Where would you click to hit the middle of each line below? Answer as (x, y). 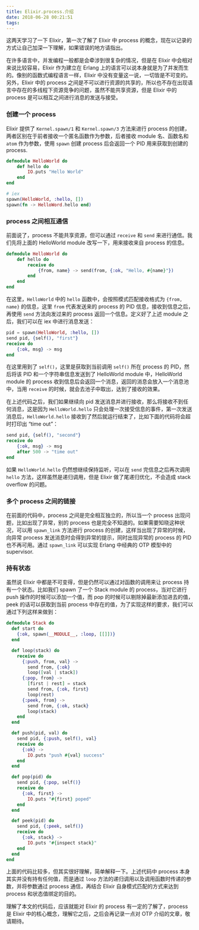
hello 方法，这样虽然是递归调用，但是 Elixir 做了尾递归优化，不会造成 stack (99, 477)
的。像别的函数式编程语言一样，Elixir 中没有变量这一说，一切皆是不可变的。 (99, 75)
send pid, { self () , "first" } (42, 338)
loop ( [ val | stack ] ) (53, 673)
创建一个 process (31, 115)
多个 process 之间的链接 (41, 501)
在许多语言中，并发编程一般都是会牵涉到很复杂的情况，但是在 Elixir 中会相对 (99, 61)
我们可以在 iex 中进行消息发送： (55, 321)
